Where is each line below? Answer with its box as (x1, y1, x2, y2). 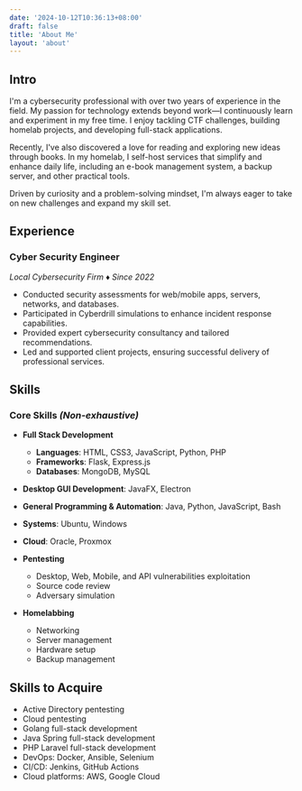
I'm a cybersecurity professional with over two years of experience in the (9, 96, 281, 106)
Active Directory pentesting (22, 704, 124, 715)
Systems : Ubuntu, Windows (22, 519, 128, 529)
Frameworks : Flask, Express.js (35, 456, 151, 467)
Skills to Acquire (9, 680, 104, 695)
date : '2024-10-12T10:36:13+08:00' (9, 13, 143, 23)
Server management (35, 635, 113, 646)
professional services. (22, 355, 105, 366)
